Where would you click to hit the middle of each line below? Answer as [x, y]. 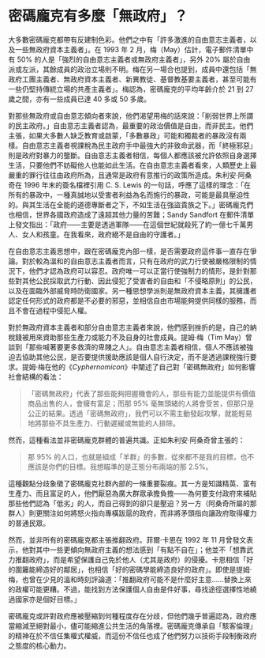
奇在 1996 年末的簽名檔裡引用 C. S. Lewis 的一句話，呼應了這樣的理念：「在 [129, 185]
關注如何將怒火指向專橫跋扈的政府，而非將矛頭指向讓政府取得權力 [149, 513]
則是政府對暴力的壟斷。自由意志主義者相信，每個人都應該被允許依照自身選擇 [132, 155]
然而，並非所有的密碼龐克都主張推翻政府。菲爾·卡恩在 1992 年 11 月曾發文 [127, 539]
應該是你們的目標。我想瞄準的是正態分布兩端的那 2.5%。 [120, 467]
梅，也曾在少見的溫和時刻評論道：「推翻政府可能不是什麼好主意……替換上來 [130, 579]
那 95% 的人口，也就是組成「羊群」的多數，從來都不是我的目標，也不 [141, 456]
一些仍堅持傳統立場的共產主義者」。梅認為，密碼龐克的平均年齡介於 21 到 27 [131, 89]
